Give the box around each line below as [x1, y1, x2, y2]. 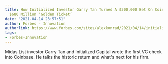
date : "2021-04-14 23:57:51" [5, 16, 66, 21]
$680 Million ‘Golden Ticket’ [9, 12, 72, 17]
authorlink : [5, 26, 30, 31]
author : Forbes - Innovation [5, 21, 66, 26]
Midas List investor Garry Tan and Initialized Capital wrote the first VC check [5, 48, 162, 55]
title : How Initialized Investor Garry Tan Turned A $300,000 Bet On [5, 7, 153, 12]
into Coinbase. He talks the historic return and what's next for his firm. [5, 54, 150, 60]
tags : [5, 30, 16, 35]
